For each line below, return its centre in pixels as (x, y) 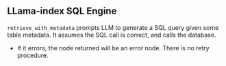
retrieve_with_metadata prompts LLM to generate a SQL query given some (113, 27)
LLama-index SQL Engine (62, 11)
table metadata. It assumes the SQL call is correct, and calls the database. (112, 35)
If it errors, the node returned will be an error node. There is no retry (113, 48)
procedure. (33, 55)
